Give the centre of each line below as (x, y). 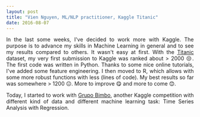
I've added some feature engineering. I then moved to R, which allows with (100, 71)
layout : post (22, 12)
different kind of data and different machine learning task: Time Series (100, 102)
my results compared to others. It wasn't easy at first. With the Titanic (100, 52)
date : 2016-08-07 (28, 23)
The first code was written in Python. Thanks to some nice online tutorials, (100, 65)
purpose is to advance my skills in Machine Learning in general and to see (100, 46)
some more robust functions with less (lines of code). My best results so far (100, 77)
